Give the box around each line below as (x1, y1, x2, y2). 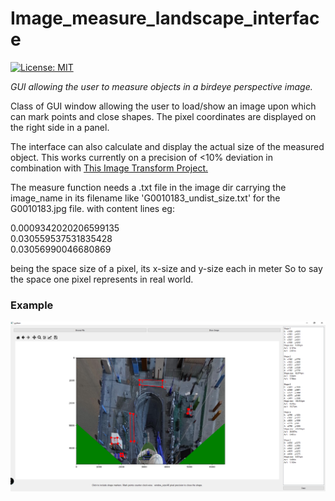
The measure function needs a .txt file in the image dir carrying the (10, 181, 287, 193)
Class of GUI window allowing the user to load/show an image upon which (10, 100, 317, 112)
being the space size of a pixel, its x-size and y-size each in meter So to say (10, 262, 323, 274)
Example (10, 298, 54, 312)
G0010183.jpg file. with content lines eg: (10, 202, 175, 214)
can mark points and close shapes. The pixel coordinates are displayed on (10, 110, 317, 122)
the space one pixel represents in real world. (10, 273, 194, 285)
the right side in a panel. (10, 121, 110, 133)
